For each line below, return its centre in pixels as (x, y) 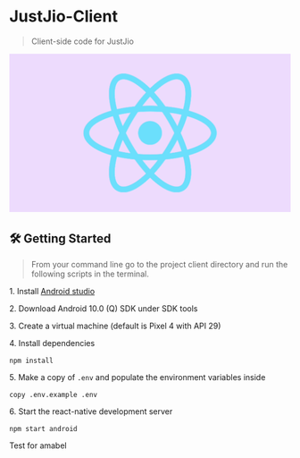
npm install (31, 361)
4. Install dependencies (52, 343)
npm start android (43, 429)
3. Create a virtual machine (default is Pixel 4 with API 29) (115, 326)
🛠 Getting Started (60, 238)
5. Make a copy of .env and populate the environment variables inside (137, 377)
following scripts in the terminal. (90, 274)
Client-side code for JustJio (82, 41)
